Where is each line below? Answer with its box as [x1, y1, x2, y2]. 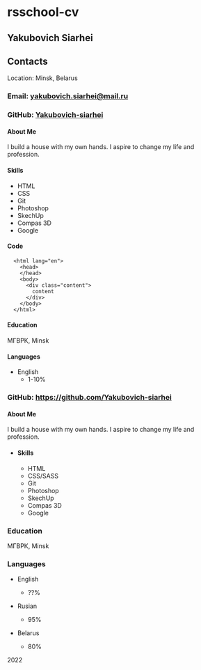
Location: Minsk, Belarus [7, 74, 78, 82]
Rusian [17, 602, 37, 610]
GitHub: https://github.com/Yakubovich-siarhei [7, 393, 172, 403]
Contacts [7, 55, 49, 67]
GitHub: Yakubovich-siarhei [7, 110, 104, 120]
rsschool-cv [7, 4, 79, 20]
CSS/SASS [27, 472, 59, 480]
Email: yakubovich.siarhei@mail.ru [7, 91, 129, 101]
